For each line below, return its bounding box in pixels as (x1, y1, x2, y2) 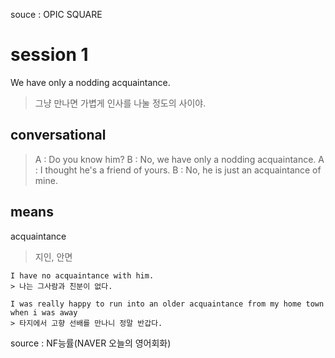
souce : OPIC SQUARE (10, 9, 103, 20)
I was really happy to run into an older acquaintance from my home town (10, 299, 325, 309)
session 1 (10, 44, 89, 66)
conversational (10, 127, 107, 144)
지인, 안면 (34, 250, 73, 263)
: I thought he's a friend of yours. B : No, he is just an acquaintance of (34, 164, 322, 176)
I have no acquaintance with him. (10, 270, 155, 281)
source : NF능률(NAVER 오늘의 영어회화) (10, 337, 172, 349)
